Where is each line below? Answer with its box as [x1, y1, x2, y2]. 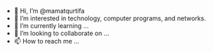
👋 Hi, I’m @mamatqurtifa [13, 7, 85, 15]
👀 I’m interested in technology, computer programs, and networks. [13, 14, 206, 22]
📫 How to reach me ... [13, 37, 79, 45]
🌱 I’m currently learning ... [13, 22, 89, 30]
